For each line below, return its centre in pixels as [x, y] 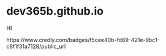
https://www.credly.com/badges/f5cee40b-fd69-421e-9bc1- [83, 40]
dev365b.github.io [55, 11]
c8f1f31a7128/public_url [36, 46]
